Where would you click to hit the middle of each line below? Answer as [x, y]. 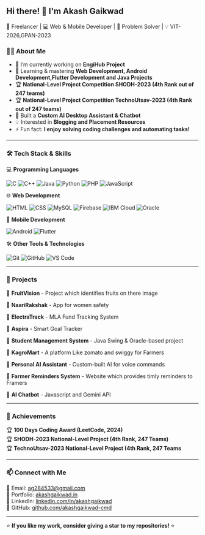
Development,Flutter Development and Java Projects [84, 78]
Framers [17, 382]
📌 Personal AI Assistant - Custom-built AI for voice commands [86, 364]
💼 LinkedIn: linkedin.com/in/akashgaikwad [59, 501]
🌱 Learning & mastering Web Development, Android [81, 71]
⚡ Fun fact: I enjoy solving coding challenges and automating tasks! [103, 129]
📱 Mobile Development [36, 220]
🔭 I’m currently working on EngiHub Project [70, 64]
